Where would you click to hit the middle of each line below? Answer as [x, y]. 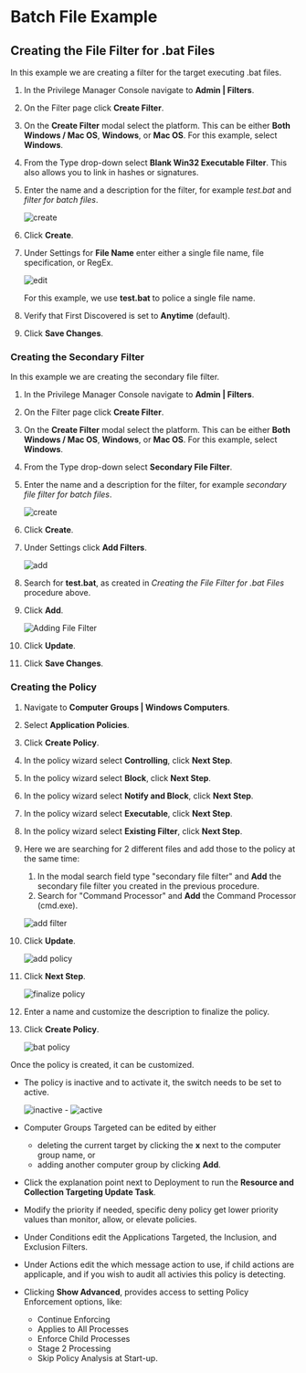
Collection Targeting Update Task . [90, 1192]
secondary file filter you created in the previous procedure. [148, 886]
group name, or [66, 1155]
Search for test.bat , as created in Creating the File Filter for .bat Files [154, 583]
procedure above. [57, 593]
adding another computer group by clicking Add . [129, 1164]
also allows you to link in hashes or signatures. [111, 172]
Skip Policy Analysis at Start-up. [97, 1357]
